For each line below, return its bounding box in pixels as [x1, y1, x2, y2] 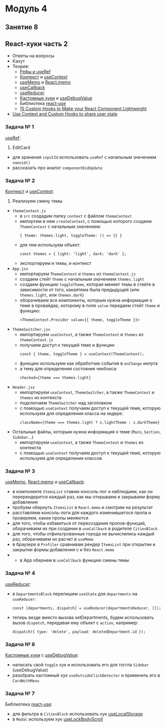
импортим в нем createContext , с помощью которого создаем [19, 218, 152, 224]
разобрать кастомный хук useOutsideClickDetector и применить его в [12, 672, 160, 678]
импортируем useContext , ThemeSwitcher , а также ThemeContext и [19, 389, 155, 395]
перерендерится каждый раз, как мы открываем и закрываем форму [12, 494, 161, 500]
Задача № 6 [5, 640, 36, 647]
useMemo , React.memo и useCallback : [5, 479, 85, 485]
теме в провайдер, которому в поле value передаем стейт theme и [19, 302, 160, 309]
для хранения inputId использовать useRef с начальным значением [12, 154, 157, 160]
